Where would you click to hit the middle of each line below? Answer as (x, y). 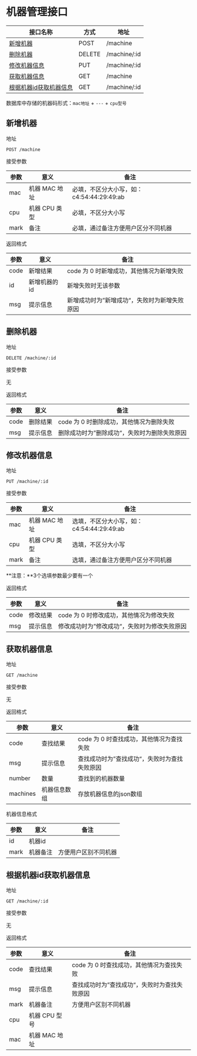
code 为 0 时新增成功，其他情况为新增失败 (125, 271)
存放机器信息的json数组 (110, 794)
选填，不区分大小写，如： (108, 521)
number (20, 778)
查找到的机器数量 (101, 779)
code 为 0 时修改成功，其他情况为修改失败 (116, 615)
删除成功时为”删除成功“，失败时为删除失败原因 (122, 432)
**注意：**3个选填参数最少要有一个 (50, 575)
